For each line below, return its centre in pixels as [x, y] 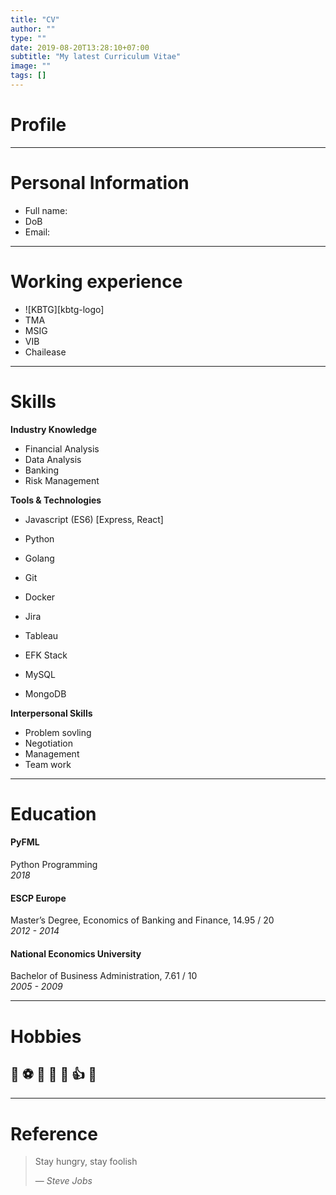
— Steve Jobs [63, 1181]
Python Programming [54, 865]
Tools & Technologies [56, 500]
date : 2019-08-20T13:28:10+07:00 [80, 47]
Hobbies [46, 1036]
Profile [38, 125]
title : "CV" [35, 19]
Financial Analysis [62, 448]
